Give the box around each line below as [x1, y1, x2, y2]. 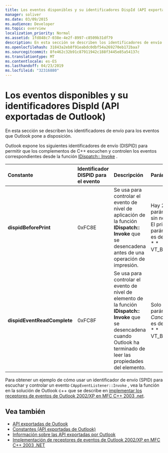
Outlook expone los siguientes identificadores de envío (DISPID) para [5, 143, 148, 149]
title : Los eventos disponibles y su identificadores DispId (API [5, 7, 146, 13]
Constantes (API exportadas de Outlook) [12, 426, 96, 432]
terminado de [113, 345, 145, 352]
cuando [113, 332, 131, 339]
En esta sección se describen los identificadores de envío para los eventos [5, 128, 159, 134]
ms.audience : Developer [5, 21, 55, 27]
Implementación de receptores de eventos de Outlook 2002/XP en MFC [12, 436, 160, 442]
